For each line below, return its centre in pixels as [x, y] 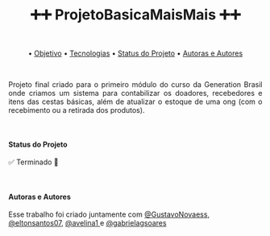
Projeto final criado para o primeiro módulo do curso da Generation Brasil [135, 84]
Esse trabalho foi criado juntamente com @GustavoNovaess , [109, 214]
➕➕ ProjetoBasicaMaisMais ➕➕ [135, 15]
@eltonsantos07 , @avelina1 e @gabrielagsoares [87, 223]
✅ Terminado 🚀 [33, 162]
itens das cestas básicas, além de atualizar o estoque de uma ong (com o [135, 101]
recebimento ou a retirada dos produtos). [77, 110]
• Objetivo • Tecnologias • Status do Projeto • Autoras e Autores [135, 53]
